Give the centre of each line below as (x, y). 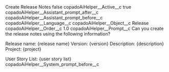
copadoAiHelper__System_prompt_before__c (52, 64)
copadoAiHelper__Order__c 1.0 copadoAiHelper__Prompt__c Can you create (84, 28)
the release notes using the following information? (58, 34)
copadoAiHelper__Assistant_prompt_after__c (52, 12)
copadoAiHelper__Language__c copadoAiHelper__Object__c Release (77, 23)
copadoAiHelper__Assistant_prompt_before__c (54, 18)
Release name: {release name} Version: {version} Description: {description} (85, 44)
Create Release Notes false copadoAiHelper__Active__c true (68, 7)
